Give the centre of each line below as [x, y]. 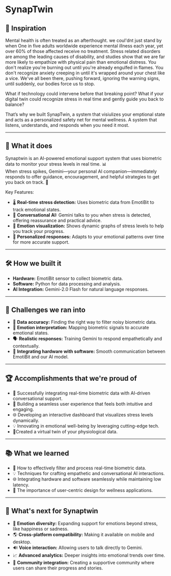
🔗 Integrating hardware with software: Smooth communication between [89, 351]
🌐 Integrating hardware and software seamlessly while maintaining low [87, 479]
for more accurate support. [41, 242]
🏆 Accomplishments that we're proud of [71, 378]
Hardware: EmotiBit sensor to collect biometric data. [68, 278]
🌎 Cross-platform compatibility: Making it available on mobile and [83, 534]
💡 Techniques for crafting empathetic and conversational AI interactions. [89, 474]
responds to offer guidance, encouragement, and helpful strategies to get [82, 176]
